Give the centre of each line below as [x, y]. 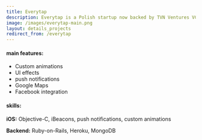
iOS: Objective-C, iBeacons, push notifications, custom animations [89, 119]
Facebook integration [41, 92]
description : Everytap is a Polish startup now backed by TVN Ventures [98, 17]
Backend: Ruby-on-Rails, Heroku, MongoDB [61, 130]
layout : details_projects [38, 28]
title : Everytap [26, 12]
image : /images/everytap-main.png [50, 23]
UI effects [27, 73]
